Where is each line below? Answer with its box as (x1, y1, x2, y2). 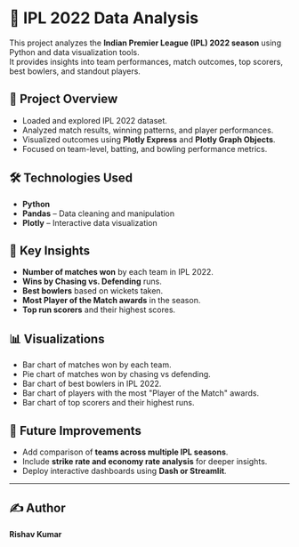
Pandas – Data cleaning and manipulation (21, 208, 175, 219)
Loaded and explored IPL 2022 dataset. (21, 115, 167, 125)
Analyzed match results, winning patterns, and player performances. (21, 125, 274, 135)
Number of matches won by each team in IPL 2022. (21, 267, 214, 278)
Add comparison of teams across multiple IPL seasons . (21, 446, 229, 457)
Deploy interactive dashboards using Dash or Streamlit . (21, 466, 227, 476)
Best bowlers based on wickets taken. (21, 286, 164, 296)
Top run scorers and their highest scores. (21, 304, 176, 315)
